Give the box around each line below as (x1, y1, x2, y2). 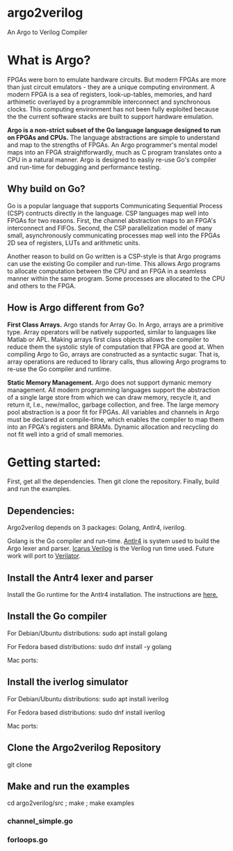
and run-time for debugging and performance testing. (7, 162, 161, 171)
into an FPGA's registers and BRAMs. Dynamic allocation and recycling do (7, 423, 219, 431)
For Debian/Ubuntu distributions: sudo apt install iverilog (7, 694, 169, 703)
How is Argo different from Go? (7, 302, 145, 314)
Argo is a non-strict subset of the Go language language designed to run (7, 125, 221, 134)
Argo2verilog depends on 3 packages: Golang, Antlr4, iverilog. (7, 524, 186, 532)
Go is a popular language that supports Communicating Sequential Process (7, 201, 223, 210)
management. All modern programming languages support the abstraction (7, 385, 220, 394)
